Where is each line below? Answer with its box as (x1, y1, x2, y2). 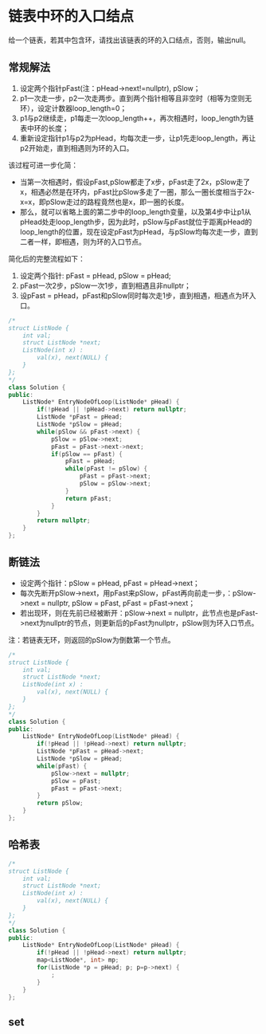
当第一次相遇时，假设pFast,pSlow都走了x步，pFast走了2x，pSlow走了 (19, 177, 251, 187)
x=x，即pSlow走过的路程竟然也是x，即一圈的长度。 (19, 197, 189, 206)
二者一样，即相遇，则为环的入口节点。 (19, 237, 146, 246)
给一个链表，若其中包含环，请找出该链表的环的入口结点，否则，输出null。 (8, 35, 251, 45)
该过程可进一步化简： (8, 160, 78, 170)
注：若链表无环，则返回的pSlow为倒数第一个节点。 (8, 635, 175, 644)
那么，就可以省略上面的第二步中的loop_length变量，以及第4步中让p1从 (19, 206, 252, 216)
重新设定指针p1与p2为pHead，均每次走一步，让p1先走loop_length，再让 (19, 133, 256, 143)
